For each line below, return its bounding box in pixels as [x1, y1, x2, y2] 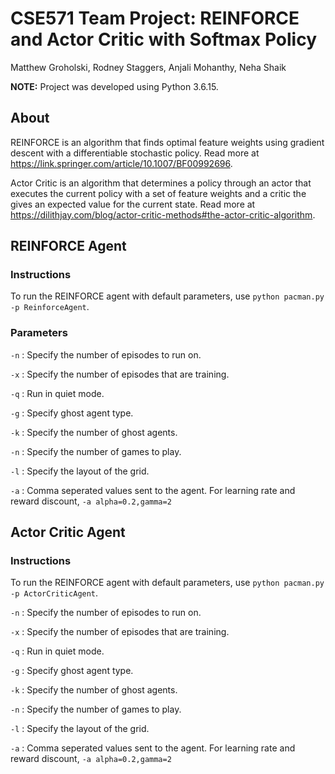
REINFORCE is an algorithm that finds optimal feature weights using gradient [10, 136, 325, 148]
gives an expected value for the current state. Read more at [10, 198, 256, 210]
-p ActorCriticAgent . [10, 587, 99, 599]
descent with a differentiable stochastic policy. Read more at [10, 147, 260, 159]
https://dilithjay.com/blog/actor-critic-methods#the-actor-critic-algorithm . [10, 208, 316, 221]
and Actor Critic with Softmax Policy [10, 28, 317, 51]
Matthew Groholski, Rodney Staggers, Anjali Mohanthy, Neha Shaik [10, 61, 287, 73]
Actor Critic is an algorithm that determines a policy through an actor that [10, 177, 312, 189]
